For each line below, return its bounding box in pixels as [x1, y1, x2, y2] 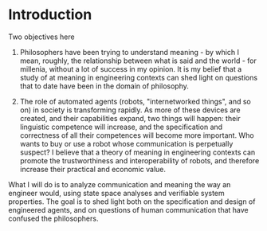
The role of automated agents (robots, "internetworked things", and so [19, 96, 251, 106]
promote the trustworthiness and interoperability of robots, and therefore [19, 155, 260, 165]
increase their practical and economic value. [19, 164, 166, 174]
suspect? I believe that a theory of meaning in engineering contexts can [19, 147, 256, 157]
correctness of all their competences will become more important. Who [19, 130, 254, 140]
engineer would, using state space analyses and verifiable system [8, 188, 225, 198]
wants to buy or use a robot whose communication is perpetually [19, 139, 234, 148]
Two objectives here [8, 32, 75, 41]
